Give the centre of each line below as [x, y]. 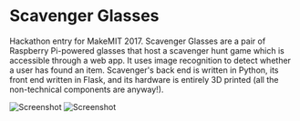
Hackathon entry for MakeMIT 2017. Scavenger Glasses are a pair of [138, 41]
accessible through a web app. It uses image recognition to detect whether [150, 60]
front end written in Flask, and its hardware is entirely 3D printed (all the [144, 79]
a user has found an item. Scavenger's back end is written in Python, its [145, 70]
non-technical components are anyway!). [87, 89]
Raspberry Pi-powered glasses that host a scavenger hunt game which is [147, 50]
